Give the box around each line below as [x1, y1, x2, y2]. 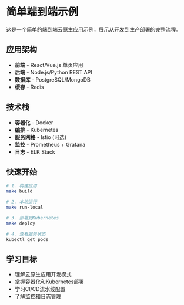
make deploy [6, 221, 35, 226]
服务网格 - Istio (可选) [14, 133, 66, 141]
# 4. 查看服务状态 [6, 231, 46, 237]
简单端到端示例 [6, 5, 79, 19]
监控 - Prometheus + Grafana [14, 141, 86, 148]
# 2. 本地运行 [6, 199, 37, 205]
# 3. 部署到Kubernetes [6, 215, 59, 221]
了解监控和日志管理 [14, 293, 62, 300]
